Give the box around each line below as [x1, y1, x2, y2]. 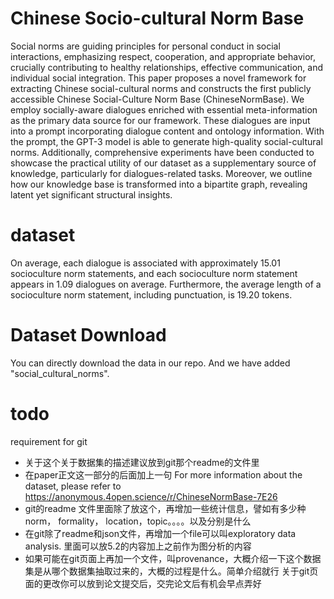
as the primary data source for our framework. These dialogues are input [10, 114, 311, 126]
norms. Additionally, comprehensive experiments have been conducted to [10, 146, 315, 158]
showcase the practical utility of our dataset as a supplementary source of [10, 157, 317, 169]
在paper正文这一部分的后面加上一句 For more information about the [24, 468, 303, 481]
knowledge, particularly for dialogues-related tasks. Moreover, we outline [10, 167, 313, 179]
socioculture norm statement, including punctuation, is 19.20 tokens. [10, 288, 293, 301]
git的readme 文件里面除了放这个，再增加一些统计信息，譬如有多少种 [24, 502, 307, 514]
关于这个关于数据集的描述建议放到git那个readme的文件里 [24, 456, 260, 468]
